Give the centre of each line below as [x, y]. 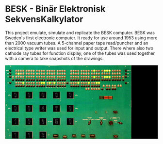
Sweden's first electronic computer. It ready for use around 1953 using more [81, 38]
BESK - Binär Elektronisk [55, 9]
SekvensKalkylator [44, 19]
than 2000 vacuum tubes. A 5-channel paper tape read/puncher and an [77, 43]
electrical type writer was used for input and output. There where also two [79, 48]
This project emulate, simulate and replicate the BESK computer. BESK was [80, 32]
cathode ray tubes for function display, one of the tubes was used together [80, 53]
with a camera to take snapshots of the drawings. [54, 58]
